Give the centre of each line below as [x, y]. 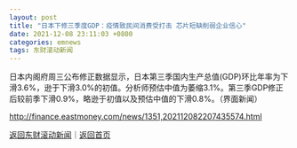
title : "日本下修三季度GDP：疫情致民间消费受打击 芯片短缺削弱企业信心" [128, 26]
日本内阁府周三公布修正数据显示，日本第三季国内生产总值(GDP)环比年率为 [145, 77]
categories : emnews [45, 42]
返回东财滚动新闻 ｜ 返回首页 [60, 135]
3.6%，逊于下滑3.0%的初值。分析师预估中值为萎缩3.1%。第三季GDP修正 [150, 88]
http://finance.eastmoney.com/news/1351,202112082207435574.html [136, 117]
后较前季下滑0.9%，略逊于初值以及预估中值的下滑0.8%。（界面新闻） [136, 99]
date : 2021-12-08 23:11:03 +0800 [71, 34]
